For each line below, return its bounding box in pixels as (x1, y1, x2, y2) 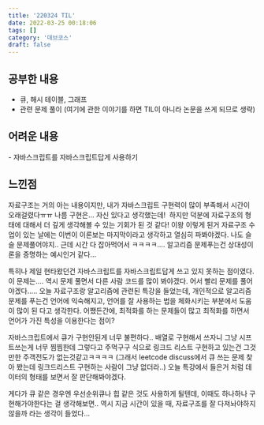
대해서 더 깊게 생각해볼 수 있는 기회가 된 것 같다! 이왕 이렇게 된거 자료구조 (22, 220, 247, 229)
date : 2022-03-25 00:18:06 (8, 19, 97, 27)
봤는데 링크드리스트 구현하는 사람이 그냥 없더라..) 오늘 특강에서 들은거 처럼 (16, 362, 244, 371)
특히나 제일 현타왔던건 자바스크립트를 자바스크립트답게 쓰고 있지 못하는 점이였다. (8, 266, 255, 276)
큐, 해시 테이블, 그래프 (19, 94, 87, 103)
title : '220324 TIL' (8, 11, 76, 20)
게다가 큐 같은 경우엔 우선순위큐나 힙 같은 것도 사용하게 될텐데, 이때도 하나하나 (8, 389, 248, 398)
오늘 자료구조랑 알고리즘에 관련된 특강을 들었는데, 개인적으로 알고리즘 (39, 286, 252, 295)
